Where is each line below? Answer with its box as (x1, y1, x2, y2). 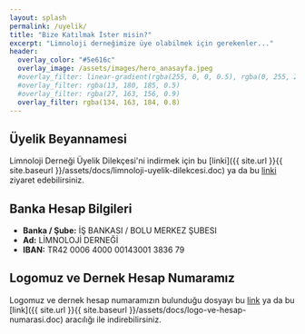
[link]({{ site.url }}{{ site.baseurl (9, 304, 127, 315)
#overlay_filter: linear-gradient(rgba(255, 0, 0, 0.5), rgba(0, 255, (17, 73, 290, 82)
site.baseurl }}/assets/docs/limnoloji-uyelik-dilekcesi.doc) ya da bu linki (9, 165, 277, 176)
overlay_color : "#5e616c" (17, 55, 116, 64)
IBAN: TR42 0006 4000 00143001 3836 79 (22, 244, 185, 255)
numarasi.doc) (9, 314, 64, 325)
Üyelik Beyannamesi (9, 131, 127, 146)
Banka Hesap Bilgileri (9, 201, 133, 216)
